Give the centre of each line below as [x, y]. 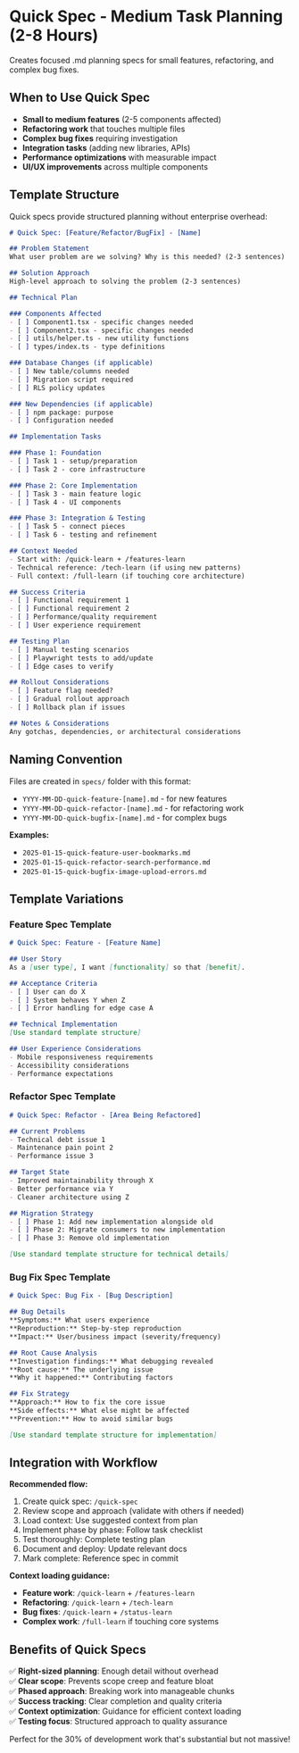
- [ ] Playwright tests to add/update [81, 658]
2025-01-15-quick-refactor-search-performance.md [116, 862]
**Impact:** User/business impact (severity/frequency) [115, 1337]
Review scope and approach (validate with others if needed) [133, 1511]
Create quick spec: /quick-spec [80, 1501]
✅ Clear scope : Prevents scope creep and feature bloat [112, 1682]
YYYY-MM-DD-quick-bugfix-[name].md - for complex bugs [125, 817]
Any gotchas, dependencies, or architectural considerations [125, 731]
